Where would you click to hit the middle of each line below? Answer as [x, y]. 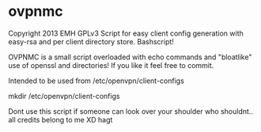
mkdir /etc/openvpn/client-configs [64, 96]
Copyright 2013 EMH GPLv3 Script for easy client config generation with [126, 33]
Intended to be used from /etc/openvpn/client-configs [96, 81]
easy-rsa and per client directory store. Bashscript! [91, 41]
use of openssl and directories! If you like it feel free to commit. [111, 65]
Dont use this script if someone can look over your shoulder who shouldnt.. [130, 111]
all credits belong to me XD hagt [61, 119]
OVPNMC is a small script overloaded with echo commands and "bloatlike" [130, 57]
